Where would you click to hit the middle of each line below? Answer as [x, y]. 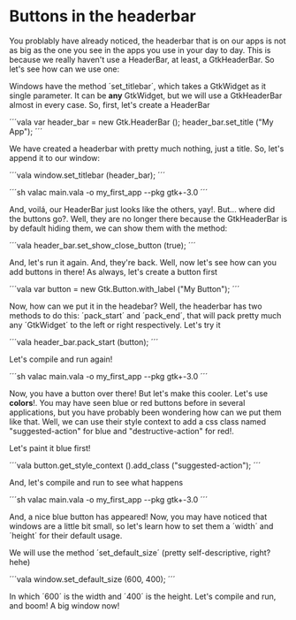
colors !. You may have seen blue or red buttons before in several [127, 402]
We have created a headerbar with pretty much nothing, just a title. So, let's [147, 149]
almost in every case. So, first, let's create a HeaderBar [110, 104]
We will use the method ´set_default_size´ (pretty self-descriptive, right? [140, 552]
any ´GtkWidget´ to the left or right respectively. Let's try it [115, 325]
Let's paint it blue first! [50, 448]
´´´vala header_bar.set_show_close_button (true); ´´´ [102, 245]
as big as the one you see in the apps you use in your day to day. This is [140, 50]
